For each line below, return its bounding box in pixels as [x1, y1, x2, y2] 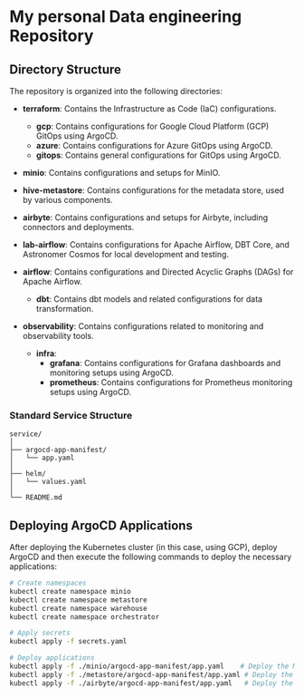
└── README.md [9, 493, 63, 502]
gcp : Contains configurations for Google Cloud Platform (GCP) [35, 121, 270, 131]
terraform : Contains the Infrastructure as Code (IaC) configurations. [22, 103, 277, 114]
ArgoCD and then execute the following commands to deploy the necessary [9, 551, 292, 563]
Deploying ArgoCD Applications [9, 518, 193, 533]
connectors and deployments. [22, 222, 135, 232]
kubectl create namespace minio [9, 586, 131, 595]
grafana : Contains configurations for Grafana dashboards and [49, 358, 281, 368]
